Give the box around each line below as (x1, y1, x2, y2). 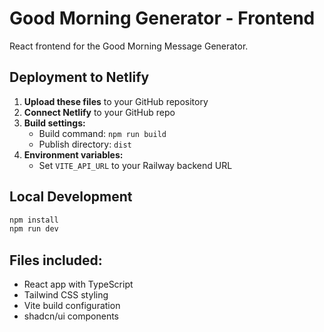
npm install (9, 215, 59, 225)
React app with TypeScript (23, 278, 134, 291)
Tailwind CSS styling (23, 289, 109, 301)
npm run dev (9, 224, 59, 234)
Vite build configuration (23, 300, 121, 312)
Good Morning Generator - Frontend (9, 7, 316, 30)
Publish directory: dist (38, 138, 132, 150)
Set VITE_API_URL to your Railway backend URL (38, 159, 233, 171)
